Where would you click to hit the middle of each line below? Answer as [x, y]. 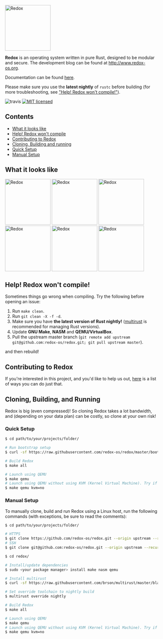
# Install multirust [26, 579]
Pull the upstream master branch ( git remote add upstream [71, 337]
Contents [19, 117]
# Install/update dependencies [37, 565]
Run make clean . [28, 311]
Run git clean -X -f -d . [37, 316]
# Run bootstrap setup [28, 448]
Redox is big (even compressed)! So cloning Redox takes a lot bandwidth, [79, 411]
